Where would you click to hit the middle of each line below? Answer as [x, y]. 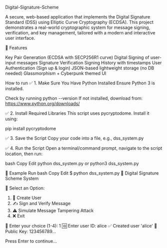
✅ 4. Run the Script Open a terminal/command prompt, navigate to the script [84, 148]
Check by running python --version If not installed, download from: [74, 98]
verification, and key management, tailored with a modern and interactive [80, 33]
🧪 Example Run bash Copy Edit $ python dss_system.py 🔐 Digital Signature [82, 173]
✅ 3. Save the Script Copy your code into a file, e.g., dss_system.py [75, 138]
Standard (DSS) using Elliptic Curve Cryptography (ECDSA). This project [79, 22]
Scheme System [22, 178]
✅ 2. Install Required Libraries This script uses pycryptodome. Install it [77, 113]
